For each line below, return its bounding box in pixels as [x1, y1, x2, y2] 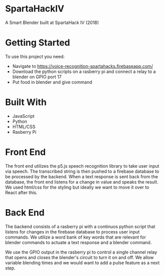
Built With [5, 97, 47, 108]
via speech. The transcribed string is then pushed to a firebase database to [5, 168, 160, 174]
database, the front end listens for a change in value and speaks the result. [5, 179, 159, 185]
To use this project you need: [5, 53, 65, 59]
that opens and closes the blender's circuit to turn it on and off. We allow [5, 254, 154, 260]
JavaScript [12, 113, 35, 119]
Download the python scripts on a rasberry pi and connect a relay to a [12, 68, 156, 74]
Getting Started [5, 37, 71, 48]
